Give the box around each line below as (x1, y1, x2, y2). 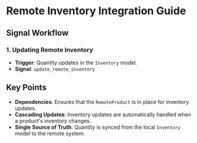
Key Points (6, 82, 47, 93)
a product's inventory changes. (14, 117, 91, 124)
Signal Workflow (6, 28, 69, 38)
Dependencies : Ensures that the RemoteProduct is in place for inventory (14, 98, 189, 105)
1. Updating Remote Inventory (6, 46, 94, 54)
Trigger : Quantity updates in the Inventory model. (14, 59, 138, 66)
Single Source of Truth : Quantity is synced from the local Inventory (14, 123, 181, 131)
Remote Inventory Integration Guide (6, 4, 186, 18)
